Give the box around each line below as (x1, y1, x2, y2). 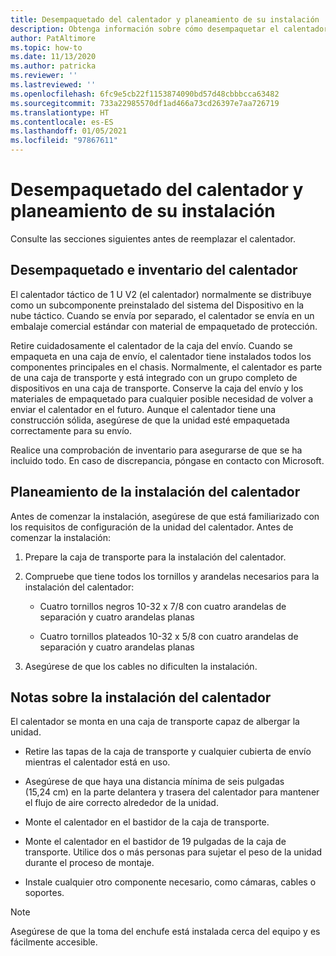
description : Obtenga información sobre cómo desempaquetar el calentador (10, 24, 329, 34)
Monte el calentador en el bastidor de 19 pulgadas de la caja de (24, 836, 287, 848)
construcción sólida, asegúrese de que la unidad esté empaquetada (10, 414, 290, 426)
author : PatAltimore (10, 33, 97, 43)
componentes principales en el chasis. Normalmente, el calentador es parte (10, 361, 323, 373)
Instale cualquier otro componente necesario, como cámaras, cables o (24, 876, 317, 888)
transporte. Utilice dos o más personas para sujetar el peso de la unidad (24, 846, 323, 858)
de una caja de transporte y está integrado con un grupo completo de (10, 371, 298, 383)
